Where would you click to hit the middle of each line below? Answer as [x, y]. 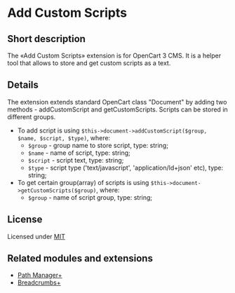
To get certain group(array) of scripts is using [83, 182]
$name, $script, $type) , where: [64, 137]
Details [23, 85]
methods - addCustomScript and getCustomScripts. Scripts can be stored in [117, 109]
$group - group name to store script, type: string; [98, 145]
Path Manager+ [40, 275]
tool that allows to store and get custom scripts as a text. [89, 63]
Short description [47, 39]
